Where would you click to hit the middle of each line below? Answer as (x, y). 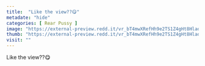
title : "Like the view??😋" (43, 12)
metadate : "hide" (28, 18)
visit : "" (19, 40)
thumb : (15, 35)
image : (15, 29)
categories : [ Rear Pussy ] (42, 23)
